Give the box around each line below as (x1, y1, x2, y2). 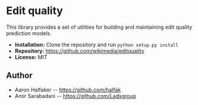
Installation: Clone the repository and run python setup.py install (14, 41, 178, 48)
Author (6, 70, 33, 80)
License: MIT (14, 53, 48, 60)
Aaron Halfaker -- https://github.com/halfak (14, 86, 121, 93)
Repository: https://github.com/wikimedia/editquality (14, 47, 145, 54)
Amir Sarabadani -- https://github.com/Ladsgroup (14, 92, 137, 99)
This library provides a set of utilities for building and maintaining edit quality (6, 23, 193, 31)
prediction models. (6, 29, 52, 36)
